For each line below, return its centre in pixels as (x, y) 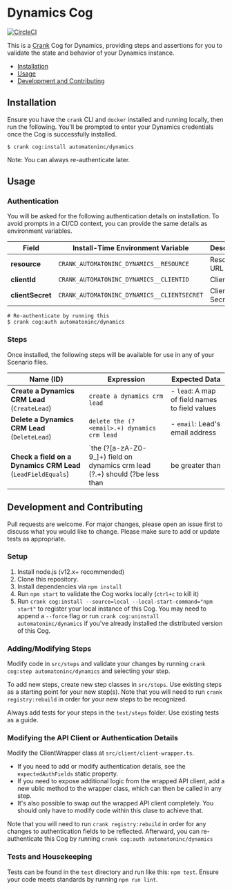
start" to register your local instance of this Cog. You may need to (112, 609)
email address (193, 433)
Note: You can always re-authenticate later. (69, 159)
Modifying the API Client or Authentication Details (93, 738)
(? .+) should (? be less (124, 474)
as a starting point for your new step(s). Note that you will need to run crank (115, 692)
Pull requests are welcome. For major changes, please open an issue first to (115, 524)
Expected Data (196, 379)
